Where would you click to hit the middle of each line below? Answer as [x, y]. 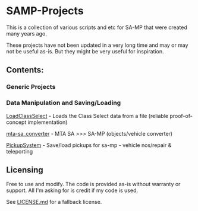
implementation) [48, 122]
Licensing [25, 170]
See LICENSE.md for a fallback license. [54, 202]
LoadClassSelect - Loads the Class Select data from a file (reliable [87, 116]
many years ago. [27, 33]
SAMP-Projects [45, 11]
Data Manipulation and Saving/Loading [64, 103]
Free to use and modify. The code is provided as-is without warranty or [93, 184]
